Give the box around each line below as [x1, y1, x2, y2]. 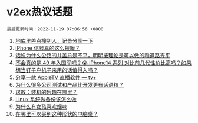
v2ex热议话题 [6, 5, 73, 19]
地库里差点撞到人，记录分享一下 [15, 37, 93, 44]
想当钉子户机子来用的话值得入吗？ [15, 66, 98, 73]
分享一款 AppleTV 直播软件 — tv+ [15, 74, 97, 81]
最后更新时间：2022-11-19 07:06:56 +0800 [6, 26, 104, 32]
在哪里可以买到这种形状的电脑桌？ [15, 110, 98, 117]
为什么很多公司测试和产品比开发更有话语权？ [15, 81, 124, 88]
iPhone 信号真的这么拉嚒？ [15, 45, 81, 52]
